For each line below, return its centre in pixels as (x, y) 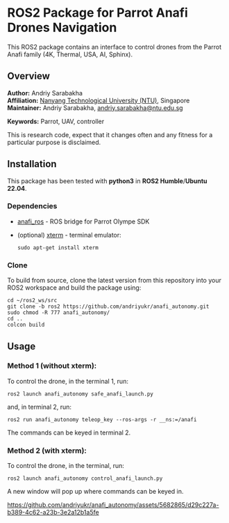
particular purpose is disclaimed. (54, 142)
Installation (32, 164)
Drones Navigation (62, 28)
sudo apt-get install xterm (58, 248)
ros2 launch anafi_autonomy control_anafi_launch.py (85, 478)
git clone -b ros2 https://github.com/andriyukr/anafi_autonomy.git (108, 307)
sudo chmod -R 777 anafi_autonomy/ (59, 313)
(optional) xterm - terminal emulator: (69, 235)
